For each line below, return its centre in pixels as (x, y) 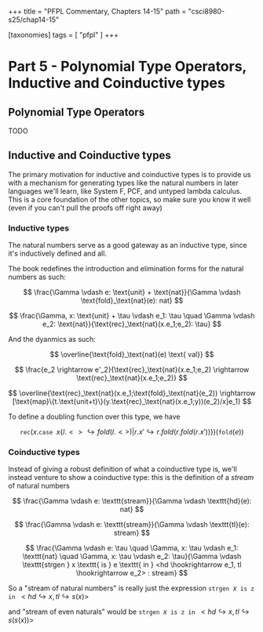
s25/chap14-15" (34, 20)
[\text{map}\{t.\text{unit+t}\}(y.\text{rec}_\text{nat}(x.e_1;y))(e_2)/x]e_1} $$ (132, 401)
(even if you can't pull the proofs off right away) (85, 208)
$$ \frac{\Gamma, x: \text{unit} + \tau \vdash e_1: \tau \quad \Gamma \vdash (132, 316)
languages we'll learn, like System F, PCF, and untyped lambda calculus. (125, 191)
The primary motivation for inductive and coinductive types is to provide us (130, 174)
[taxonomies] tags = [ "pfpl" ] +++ (64, 35)
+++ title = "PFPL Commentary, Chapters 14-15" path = (97, 11)
